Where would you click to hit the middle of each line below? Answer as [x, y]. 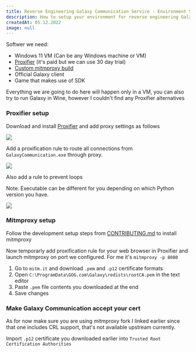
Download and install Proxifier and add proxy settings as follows [83, 126]
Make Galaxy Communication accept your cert [73, 308]
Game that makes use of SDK [50, 81]
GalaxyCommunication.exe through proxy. [55, 154]
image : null [20, 28]
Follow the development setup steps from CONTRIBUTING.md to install [91, 233]
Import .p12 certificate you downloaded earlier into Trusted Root [84, 339]
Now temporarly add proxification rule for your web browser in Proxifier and [97, 251]
